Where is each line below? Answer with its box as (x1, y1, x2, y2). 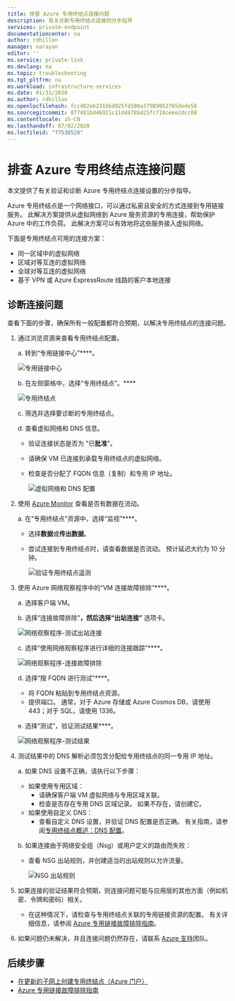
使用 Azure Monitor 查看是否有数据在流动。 (17, 499, 143, 508)
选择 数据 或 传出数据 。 (28, 529, 90, 538)
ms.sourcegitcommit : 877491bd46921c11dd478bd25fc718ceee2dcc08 (7, 109, 198, 116)
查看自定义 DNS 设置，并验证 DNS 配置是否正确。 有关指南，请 (38, 818, 222, 826)
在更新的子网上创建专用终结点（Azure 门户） (17, 977, 148, 985)
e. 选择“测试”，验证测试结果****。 (17, 722, 118, 730)
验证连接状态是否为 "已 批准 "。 (28, 439, 116, 448)
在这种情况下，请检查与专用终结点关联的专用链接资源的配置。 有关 (28, 910, 222, 919)
